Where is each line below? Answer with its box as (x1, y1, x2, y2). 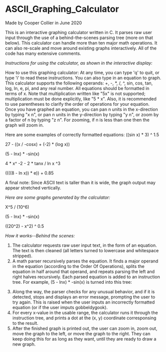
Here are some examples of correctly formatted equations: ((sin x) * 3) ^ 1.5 (5, 132, 160, 137)
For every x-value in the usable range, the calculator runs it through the (12, 309, 158, 315)
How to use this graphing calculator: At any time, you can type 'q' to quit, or (5, 69, 160, 75)
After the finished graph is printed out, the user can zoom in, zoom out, (12, 325, 158, 331)
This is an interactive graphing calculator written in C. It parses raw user (5, 29, 152, 35)
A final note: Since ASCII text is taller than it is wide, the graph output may (5, 179, 156, 185)
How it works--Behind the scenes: (5, 232, 75, 238)
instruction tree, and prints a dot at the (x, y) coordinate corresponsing (12, 315, 157, 321)
